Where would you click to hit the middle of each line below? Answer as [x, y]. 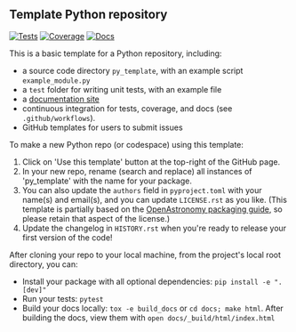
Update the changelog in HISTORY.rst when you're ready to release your [154, 228]
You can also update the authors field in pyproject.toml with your [142, 190]
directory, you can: [44, 264]
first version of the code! [67, 237]
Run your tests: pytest [63, 298]
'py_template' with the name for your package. [107, 181]
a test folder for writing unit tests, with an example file [122, 89]
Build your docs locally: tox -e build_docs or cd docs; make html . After [153, 308]
